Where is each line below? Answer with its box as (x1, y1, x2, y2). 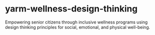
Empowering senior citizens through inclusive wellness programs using (5, 19, 148, 25)
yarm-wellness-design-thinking (5, 3, 138, 14)
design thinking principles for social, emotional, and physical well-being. (5, 24, 150, 30)
